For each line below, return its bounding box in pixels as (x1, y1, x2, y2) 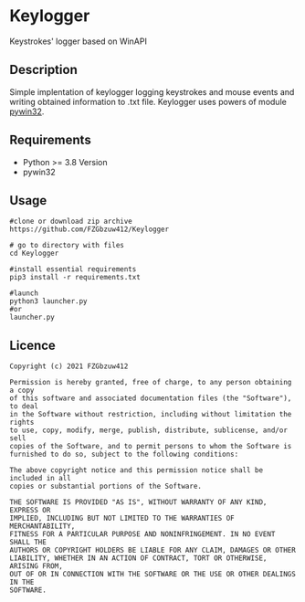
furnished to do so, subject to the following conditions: (9, 449, 239, 459)
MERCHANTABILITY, (9, 522, 76, 531)
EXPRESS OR (9, 506, 51, 515)
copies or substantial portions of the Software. (9, 481, 203, 491)
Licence (9, 337, 57, 353)
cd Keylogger (9, 248, 59, 259)
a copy (9, 385, 35, 396)
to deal (9, 402, 39, 411)
